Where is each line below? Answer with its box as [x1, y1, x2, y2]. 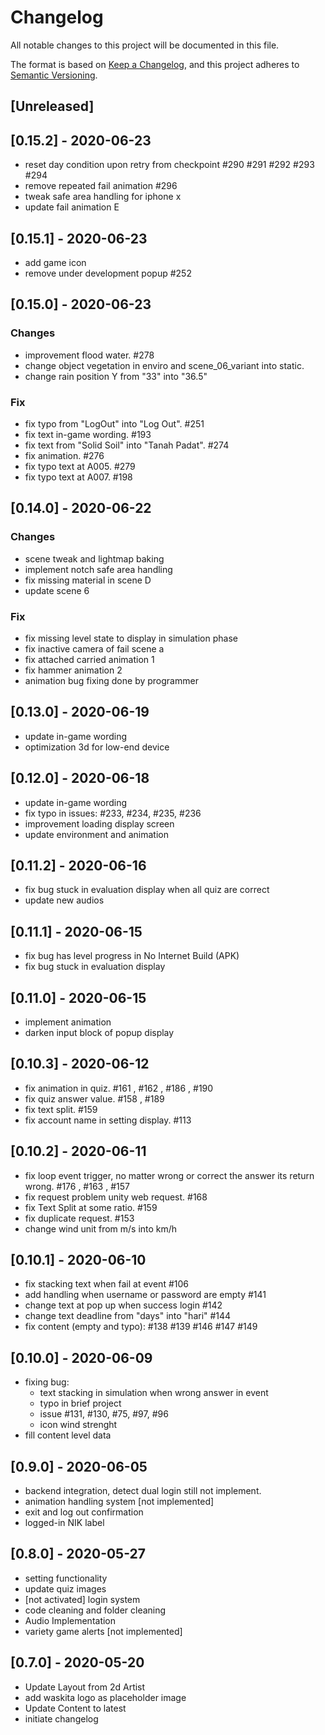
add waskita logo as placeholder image [24, 1691, 187, 1703]
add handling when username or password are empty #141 [24, 1289, 267, 1301]
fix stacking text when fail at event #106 [24, 1278, 189, 1290]
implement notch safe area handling [24, 563, 173, 575]
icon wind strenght [39, 1419, 118, 1431]
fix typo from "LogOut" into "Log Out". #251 [24, 417, 205, 430]
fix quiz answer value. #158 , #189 [24, 1092, 165, 1105]
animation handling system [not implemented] [24, 1496, 215, 1508]
